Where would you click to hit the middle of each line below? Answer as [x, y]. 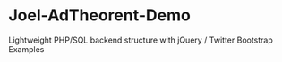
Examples [26, 49]
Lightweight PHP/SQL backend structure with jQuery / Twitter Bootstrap [141, 40]
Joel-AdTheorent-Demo [100, 15]
